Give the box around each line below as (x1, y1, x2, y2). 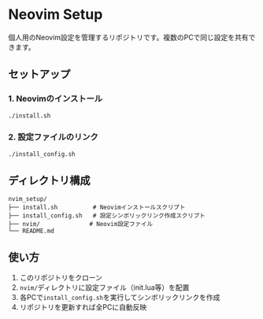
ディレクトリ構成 (8, 174, 91, 187)
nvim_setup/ (8, 195, 47, 203)
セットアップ (8, 68, 71, 81)
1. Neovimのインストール (8, 93, 103, 104)
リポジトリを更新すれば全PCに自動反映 (19, 302, 147, 312)
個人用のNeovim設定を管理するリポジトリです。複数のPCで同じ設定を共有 (8, 32, 250, 42)
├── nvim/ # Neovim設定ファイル (8, 221, 154, 228)
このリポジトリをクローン (19, 273, 103, 283)
